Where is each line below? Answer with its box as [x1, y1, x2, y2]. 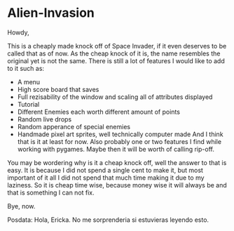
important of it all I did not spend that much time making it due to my [7, 173, 205, 182]
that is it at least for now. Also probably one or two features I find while [17, 137, 222, 145]
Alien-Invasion [7, 5, 95, 21]
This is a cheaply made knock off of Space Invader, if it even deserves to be [7, 41, 227, 50]
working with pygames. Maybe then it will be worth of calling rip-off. [17, 145, 215, 153]
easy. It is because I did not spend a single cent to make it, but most [7, 166, 203, 174]
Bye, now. [7, 202, 36, 210]
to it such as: [7, 64, 44, 72]
